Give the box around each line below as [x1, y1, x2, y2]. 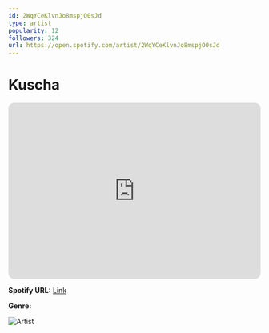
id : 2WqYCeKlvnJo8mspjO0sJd [8, 11, 102, 20]
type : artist [8, 19, 52, 27]
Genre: [8, 301, 32, 311]
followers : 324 [8, 34, 59, 42]
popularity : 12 [8, 26, 59, 34]
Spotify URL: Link [8, 286, 67, 295]
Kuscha [8, 76, 60, 94]
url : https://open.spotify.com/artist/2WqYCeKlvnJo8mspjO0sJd [8, 42, 220, 50]
